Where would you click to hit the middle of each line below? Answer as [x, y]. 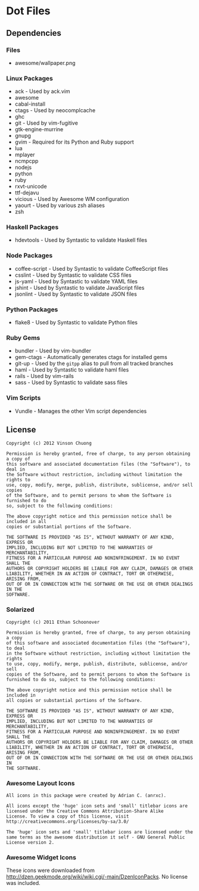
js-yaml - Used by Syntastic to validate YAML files [76, 281]
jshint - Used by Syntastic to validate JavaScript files [80, 287]
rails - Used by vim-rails [44, 376]
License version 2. [30, 843]
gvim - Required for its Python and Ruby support [74, 142]
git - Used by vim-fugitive [46, 123]
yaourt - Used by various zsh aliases [60, 205]
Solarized [20, 610]
